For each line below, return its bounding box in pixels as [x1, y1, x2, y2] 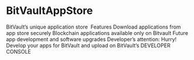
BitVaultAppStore [6, 4, 93, 17]
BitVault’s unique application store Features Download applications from [6, 23, 181, 30]
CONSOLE [6, 48, 31, 55]
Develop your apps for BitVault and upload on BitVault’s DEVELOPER [6, 42, 171, 49]
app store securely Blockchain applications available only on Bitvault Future [6, 29, 189, 36]
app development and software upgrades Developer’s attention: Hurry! [6, 36, 177, 43]
